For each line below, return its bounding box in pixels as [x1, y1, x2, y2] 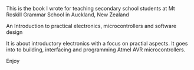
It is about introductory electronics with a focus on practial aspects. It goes [6, 40, 188, 47]
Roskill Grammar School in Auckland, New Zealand [6, 11, 130, 18]
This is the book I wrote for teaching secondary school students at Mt [6, 5, 175, 12]
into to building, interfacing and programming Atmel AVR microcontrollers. [6, 46, 186, 53]
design [6, 29, 23, 36]
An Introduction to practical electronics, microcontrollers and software [6, 23, 177, 29]
